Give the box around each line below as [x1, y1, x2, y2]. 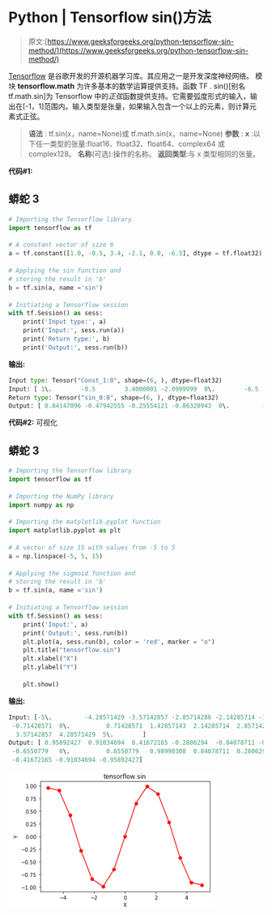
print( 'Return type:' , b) [23, 335, 111, 343]
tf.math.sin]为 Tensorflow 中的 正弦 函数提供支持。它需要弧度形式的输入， [8, 91, 251, 100]
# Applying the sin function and [8, 267, 121, 275]
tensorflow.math [17, 81, 75, 91]
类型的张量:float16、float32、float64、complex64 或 [49, 139, 225, 148]
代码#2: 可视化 [8, 417, 58, 427]
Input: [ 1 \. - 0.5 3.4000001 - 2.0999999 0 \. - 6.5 [8, 385, 259, 393]
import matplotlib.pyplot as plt [8, 527, 121, 535]
